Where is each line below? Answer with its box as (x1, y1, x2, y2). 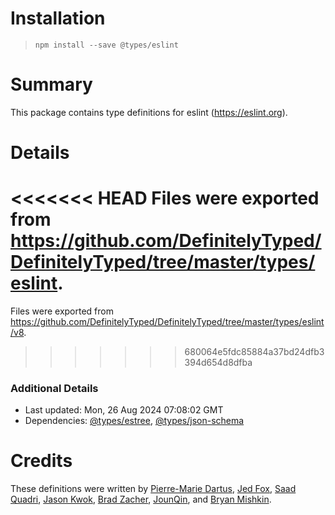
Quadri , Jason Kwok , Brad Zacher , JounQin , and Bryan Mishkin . (10, 493, 272, 506)
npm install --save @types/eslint (34, 40, 179, 50)
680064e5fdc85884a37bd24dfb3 (184, 346, 325, 357)
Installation (10, 7, 106, 30)
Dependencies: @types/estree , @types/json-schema (24, 415, 245, 427)
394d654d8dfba (184, 357, 253, 368)
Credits (10, 450, 73, 472)
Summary (10, 73, 93, 96)
